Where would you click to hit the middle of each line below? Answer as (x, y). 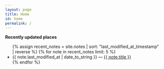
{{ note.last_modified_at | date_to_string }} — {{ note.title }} (71, 57)
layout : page (18, 10)
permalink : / (18, 23)
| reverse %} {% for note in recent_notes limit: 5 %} (64, 52)
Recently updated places (31, 37)
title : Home (17, 14)
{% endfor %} (26, 62)
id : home (14, 19)
